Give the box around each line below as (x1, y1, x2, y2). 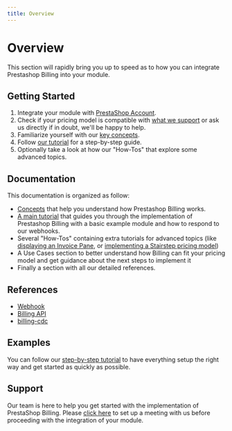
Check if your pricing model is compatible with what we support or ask (17, 116, 220, 125)
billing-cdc (17, 317, 48, 325)
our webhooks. (17, 227, 60, 236)
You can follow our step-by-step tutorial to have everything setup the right (7, 355, 220, 364)
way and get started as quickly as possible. (7, 362, 131, 371)
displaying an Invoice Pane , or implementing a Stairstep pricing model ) (17, 242, 220, 250)
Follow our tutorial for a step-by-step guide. (17, 138, 142, 146)
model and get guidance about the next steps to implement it (17, 256, 192, 265)
